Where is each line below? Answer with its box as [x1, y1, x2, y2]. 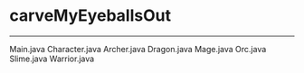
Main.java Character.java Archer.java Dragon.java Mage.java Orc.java [9, 43, 267, 54]
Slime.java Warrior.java [9, 53, 95, 64]
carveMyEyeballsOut [9, 5, 172, 26]
